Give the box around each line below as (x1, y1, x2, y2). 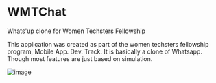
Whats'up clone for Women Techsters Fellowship (7, 27, 146, 35)
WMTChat (7, 4, 67, 20)
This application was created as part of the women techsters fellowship (7, 40, 209, 48)
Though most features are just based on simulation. (7, 54, 153, 62)
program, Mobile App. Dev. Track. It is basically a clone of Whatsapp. (7, 47, 202, 56)
